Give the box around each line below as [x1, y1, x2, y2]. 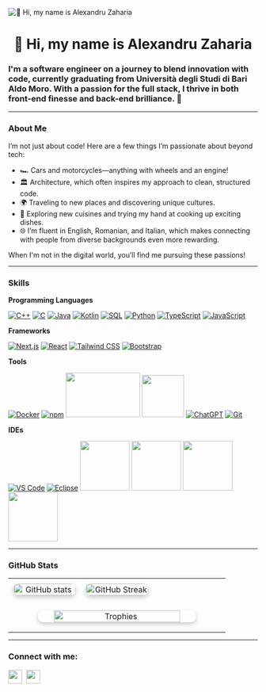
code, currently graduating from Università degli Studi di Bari [8, 74, 248, 85]
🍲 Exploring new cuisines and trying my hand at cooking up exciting [19, 208, 241, 218]
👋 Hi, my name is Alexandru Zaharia [13, 36, 253, 53]
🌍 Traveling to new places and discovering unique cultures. [19, 197, 215, 207]
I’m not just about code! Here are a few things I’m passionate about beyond [8, 141, 253, 151]
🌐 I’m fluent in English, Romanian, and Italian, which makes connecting [19, 226, 251, 235]
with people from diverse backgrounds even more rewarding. [19, 235, 220, 244]
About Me [8, 123, 47, 134]
